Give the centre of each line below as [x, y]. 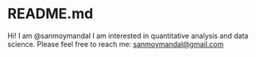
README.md [50, 14]
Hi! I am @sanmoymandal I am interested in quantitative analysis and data [128, 36]
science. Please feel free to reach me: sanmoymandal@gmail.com [116, 44]
